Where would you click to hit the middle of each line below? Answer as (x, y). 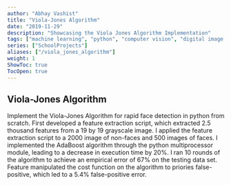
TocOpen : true (28, 71)
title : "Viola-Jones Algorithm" (53, 20)
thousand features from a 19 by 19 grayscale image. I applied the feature (110, 130)
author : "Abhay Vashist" (43, 13)
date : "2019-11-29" (35, 26)
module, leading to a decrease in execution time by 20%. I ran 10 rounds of (114, 153)
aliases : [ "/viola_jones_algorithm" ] (61, 52)
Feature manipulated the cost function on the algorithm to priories (101, 167)
